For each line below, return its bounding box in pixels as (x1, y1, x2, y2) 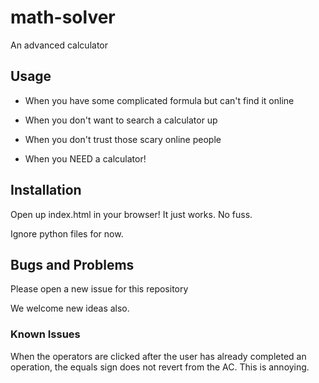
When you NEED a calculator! (24, 152, 147, 165)
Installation (10, 182, 82, 199)
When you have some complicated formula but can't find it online (24, 94, 295, 106)
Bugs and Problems (10, 256, 135, 273)
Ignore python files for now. (10, 227, 124, 240)
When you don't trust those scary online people (24, 133, 222, 145)
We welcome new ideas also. (10, 302, 130, 315)
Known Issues (10, 327, 81, 341)
